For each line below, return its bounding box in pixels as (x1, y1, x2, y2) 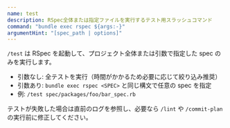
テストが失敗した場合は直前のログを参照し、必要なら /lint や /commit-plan (7, 104, 223, 113)
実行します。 (19, 58, 55, 66)
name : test (7, 10, 39, 17)
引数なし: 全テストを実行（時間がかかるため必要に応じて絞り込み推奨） (17, 73, 222, 81)
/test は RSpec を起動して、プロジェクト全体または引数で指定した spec (7, 49, 213, 57)
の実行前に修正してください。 (7, 113, 92, 122)
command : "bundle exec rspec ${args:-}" (7, 23, 126, 30)
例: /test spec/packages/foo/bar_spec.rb (17, 90, 136, 98)
